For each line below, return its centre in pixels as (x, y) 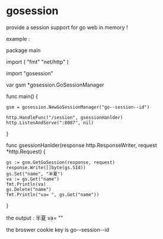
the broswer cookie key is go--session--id (58, 230)
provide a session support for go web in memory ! (67, 27)
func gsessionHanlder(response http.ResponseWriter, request (81, 145)
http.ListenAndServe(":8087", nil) (50, 123)
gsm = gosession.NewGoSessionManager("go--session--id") (78, 107)
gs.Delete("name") (29, 189)
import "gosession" (30, 73)
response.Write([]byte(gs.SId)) (46, 167)
